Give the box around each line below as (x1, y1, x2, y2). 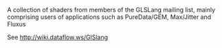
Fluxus (7, 20, 26, 28)
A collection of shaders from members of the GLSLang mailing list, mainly (7, 6, 216, 14)
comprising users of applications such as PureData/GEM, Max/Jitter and (7, 13, 212, 21)
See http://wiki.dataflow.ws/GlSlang (7, 33, 109, 41)
